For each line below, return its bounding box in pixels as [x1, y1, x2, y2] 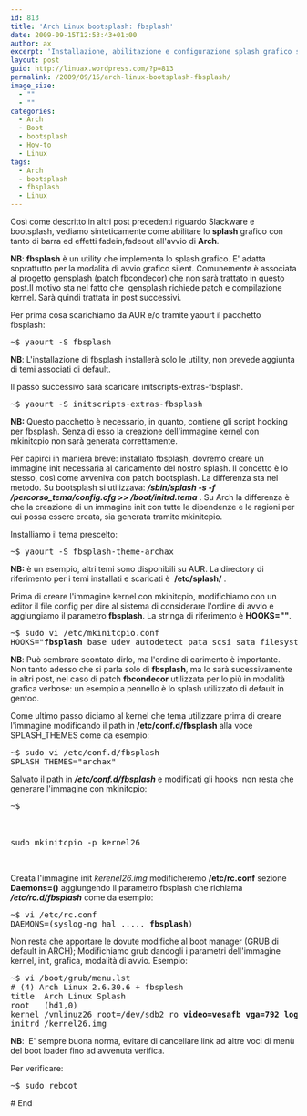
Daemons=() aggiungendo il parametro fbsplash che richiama [10, 883, 243, 893]
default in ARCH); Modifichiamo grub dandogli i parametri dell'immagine [10, 946, 281, 957]
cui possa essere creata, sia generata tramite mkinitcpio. [10, 511, 223, 522]
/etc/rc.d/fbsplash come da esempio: [10, 892, 154, 903]
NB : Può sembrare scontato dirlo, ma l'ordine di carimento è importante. [10, 654, 281, 665]
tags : [10, 157, 31, 167]
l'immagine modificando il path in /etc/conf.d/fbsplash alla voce [10, 721, 253, 731]
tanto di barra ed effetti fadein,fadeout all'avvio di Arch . [10, 236, 220, 246]
